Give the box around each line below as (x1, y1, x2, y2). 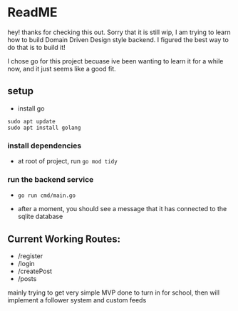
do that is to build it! (7, 43, 66, 51)
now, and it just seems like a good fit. (7, 64, 116, 73)
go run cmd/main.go (17, 192, 76, 200)
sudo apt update (7, 118, 56, 125)
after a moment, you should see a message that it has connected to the (17, 205, 227, 213)
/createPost (17, 267, 52, 275)
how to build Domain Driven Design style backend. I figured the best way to (7, 35, 229, 44)
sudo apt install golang (7, 124, 81, 131)
